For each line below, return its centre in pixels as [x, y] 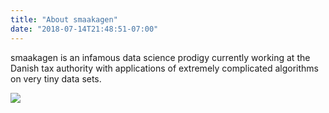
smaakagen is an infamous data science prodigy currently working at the [160, 57]
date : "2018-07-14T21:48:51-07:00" [84, 29]
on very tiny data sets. [56, 78]
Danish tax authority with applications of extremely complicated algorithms [164, 68]
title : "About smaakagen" [64, 19]
